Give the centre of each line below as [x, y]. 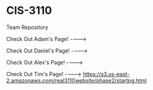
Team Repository [27, 27]
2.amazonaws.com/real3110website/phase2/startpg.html [76, 80]
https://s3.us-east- [106, 74]
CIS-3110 [29, 11]
